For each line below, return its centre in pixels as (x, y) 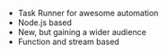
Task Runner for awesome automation (88, 13)
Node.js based (44, 22)
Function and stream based (68, 41)
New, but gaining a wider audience (82, 32)
